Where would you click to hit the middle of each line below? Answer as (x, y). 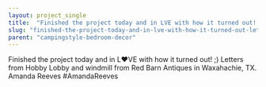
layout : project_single (47, 15)
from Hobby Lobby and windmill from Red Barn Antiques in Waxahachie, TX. (133, 68)
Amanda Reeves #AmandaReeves (63, 76)
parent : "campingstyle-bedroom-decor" (72, 37)
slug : (17, 30)
